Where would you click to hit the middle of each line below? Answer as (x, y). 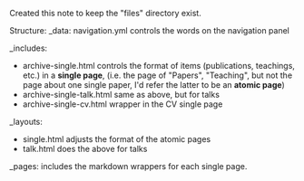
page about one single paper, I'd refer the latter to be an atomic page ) (154, 85)
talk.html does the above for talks (85, 149)
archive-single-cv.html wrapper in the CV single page (123, 104)
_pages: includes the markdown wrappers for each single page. (128, 166)
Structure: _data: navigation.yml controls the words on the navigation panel (150, 30)
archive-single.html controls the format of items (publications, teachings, (158, 66)
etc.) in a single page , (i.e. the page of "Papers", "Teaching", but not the (157, 75)
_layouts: (26, 122)
